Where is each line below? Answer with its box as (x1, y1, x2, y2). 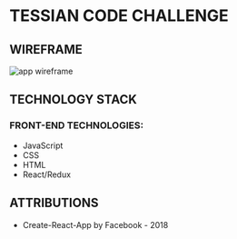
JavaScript (22, 140, 64, 151)
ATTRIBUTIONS (9, 195, 99, 211)
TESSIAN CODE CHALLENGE (9, 5, 229, 26)
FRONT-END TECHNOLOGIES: (9, 119, 143, 132)
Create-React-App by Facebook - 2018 (22, 219, 169, 230)
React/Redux (22, 169, 71, 180)
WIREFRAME (9, 42, 84, 57)
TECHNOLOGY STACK (9, 92, 138, 107)
